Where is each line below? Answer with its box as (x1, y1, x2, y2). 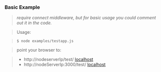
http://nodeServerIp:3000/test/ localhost (23, 62, 106, 68)
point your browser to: (16, 47, 61, 53)
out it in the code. (16, 20, 52, 26)
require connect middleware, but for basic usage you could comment (16, 15, 156, 21)
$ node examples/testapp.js (16, 39, 74, 43)
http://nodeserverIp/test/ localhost (23, 57, 94, 62)
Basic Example (4, 4, 40, 11)
